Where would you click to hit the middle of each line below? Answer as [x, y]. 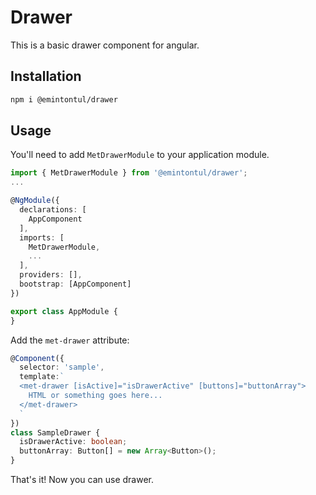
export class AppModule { [64, 311]
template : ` [42, 377]
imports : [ [42, 237]
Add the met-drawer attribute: [70, 340]
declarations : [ [53, 210]
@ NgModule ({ [35, 201]
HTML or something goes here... [95, 396]
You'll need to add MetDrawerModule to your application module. [140, 155]
